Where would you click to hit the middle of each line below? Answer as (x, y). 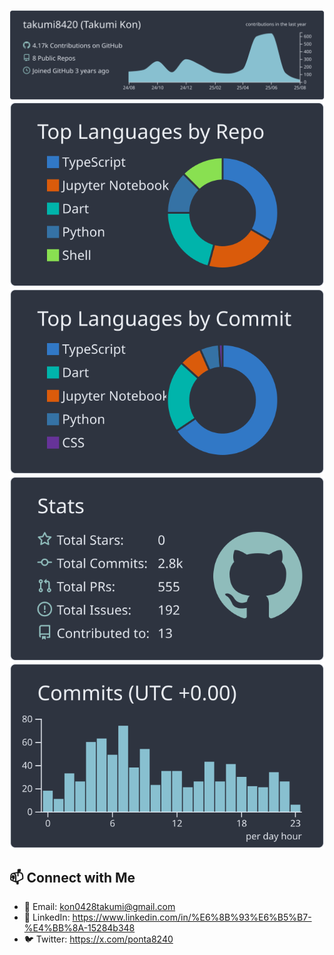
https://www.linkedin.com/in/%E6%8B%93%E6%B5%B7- (192, 917)
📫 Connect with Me (72, 877)
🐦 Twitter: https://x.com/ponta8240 (98, 939)
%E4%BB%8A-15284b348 (79, 928)
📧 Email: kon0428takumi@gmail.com (99, 907)
